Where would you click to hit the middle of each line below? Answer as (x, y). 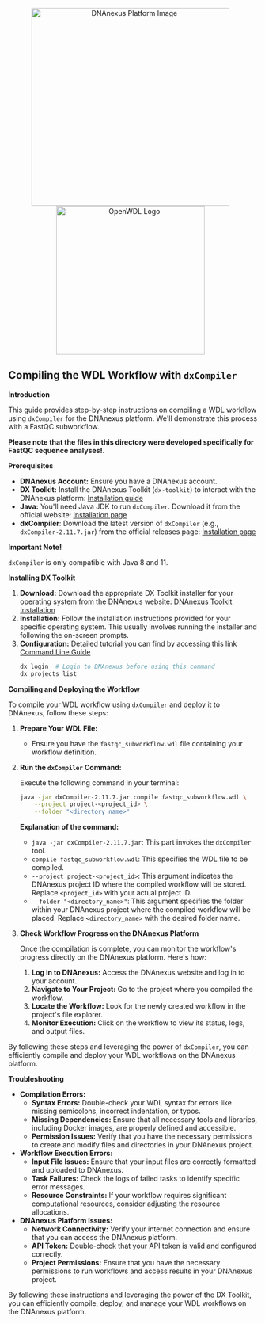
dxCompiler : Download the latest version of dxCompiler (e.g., (119, 523)
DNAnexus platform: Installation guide (81, 498)
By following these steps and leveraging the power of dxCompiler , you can (129, 1047)
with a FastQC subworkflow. (54, 426)
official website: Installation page (73, 514)
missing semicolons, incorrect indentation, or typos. (116, 1111)
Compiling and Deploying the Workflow (74, 689)
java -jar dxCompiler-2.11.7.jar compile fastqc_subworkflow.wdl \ (133, 797)
